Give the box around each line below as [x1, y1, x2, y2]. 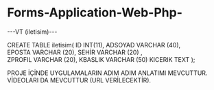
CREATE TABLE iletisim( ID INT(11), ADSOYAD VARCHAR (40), [7, 41, 181, 49]
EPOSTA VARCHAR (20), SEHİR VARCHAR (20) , [7, 48, 143, 56]
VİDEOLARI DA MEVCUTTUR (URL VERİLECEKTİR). [7, 76, 152, 84]
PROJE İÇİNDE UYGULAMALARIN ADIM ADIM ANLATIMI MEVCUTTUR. [7, 69, 208, 77]
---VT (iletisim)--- [7, 27, 58, 36]
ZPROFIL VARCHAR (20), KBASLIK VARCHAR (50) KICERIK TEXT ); [7, 55, 195, 63]
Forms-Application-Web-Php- [7, 5, 183, 21]
